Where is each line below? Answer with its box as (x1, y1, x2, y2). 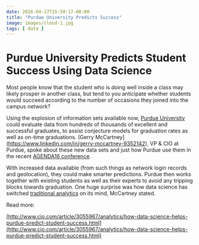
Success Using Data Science (6, 64, 152, 78)
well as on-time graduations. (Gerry (6, 134, 94, 141)
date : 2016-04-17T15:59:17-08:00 (6, 8, 90, 15)
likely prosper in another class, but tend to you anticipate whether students (6, 90, 191, 98)
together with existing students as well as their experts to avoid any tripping (6, 177, 193, 184)
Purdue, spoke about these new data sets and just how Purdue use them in (6, 146, 191, 153)
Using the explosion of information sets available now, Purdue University (6, 114, 185, 122)
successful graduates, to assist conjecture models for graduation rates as (6, 127, 188, 135)
